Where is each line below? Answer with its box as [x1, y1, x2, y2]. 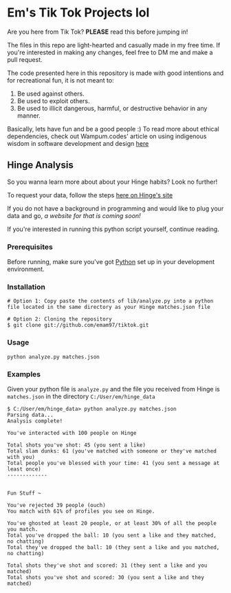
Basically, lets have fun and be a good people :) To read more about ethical [7, 125, 219, 133]
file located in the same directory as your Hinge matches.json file [7, 304, 211, 311]
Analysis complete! [7, 418, 63, 424]
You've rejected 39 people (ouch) [7, 502, 107, 508]
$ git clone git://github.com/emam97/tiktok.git [7, 322, 149, 329]
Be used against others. [16, 89, 85, 98]
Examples [7, 369, 41, 379]
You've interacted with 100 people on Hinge [7, 429, 137, 436]
